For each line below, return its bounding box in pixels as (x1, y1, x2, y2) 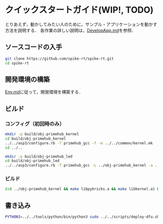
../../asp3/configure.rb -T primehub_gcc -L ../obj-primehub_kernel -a (5, 163, 153, 168)
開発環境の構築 (5, 75, 50, 83)
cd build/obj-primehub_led (5, 159, 60, 163)
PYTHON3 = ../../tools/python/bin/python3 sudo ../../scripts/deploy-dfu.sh (5, 214, 160, 220)
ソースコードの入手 (5, 43, 62, 51)
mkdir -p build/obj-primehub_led (5, 154, 73, 159)
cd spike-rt (5, 61, 29, 65)
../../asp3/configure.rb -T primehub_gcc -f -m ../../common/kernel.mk (5, 141, 153, 145)
